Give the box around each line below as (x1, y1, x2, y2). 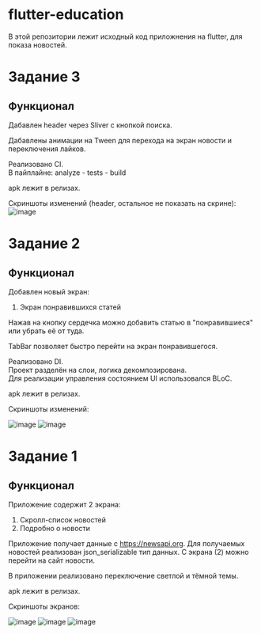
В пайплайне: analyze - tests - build (8, 168, 127, 177)
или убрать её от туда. (8, 326, 85, 336)
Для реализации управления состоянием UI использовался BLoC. (8, 374, 233, 383)
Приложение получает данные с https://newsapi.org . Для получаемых (8, 538, 245, 548)
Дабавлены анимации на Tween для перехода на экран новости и (8, 135, 232, 145)
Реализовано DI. (8, 356, 63, 366)
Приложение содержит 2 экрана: (8, 499, 121, 509)
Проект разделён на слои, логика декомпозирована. (8, 365, 187, 374)
